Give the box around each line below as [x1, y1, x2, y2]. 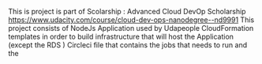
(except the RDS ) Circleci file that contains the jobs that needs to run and [8, 40, 248, 50]
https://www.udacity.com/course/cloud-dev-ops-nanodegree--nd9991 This [8, 15, 255, 24]
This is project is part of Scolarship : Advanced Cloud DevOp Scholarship [8, 7, 246, 16]
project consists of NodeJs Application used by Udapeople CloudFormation [8, 24, 254, 32]
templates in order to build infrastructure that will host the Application [8, 32, 234, 41]
